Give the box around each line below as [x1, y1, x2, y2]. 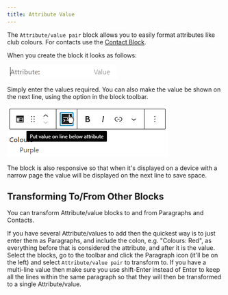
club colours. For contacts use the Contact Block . [7, 38, 147, 46]
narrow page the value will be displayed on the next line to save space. [7, 171, 207, 179]
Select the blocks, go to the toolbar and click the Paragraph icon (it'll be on [7, 251, 218, 259]
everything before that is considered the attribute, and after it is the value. [7, 244, 216, 252]
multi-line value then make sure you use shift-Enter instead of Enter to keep [7, 266, 220, 274]
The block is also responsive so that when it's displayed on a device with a [7, 164, 218, 172]
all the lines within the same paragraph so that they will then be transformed [7, 273, 222, 281]
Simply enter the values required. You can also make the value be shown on [7, 85, 221, 94]
